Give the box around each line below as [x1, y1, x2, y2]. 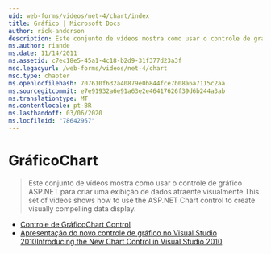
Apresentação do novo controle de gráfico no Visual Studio [19, 227, 218, 238]
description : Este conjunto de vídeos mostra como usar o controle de [8, 34, 251, 43]
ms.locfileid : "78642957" [8, 117, 95, 125]
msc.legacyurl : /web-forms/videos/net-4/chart [8, 65, 168, 73]
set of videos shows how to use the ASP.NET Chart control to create [27, 195, 256, 205]
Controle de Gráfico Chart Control [19, 219, 131, 229]
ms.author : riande [8, 42, 70, 50]
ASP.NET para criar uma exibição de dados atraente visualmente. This [27, 186, 260, 196]
